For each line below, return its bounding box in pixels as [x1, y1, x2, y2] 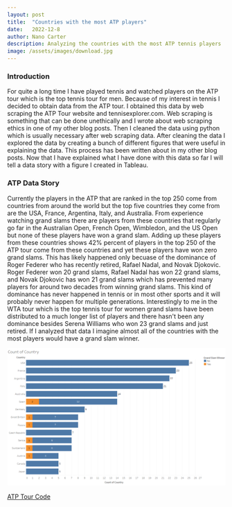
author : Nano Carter [7, 33, 67, 40]
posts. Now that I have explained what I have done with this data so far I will [7, 153, 224, 162]
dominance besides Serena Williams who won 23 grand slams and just [7, 319, 208, 327]
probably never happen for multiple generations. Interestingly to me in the [7, 297, 218, 305]
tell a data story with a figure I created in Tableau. [7, 161, 149, 169]
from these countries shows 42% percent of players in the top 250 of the [7, 238, 216, 246]
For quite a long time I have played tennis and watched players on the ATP [7, 87, 219, 96]
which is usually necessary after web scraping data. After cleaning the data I [7, 132, 226, 140]
